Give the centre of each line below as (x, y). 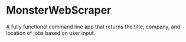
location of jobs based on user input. (51, 33)
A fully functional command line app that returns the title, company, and (93, 27)
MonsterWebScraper (59, 10)
